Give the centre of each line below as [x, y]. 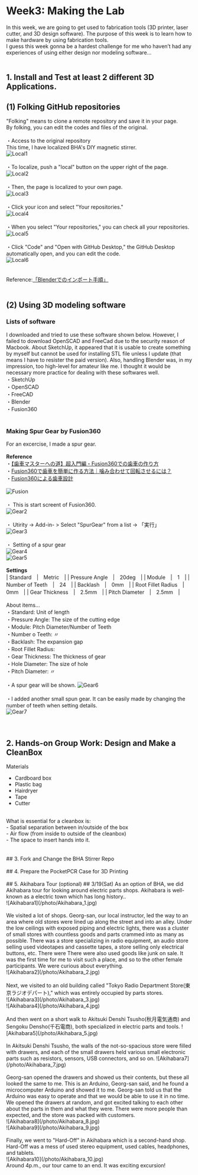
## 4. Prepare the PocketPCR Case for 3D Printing [67, 871]
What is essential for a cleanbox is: [48, 821]
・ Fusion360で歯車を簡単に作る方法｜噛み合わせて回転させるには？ [89, 471]
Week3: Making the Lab [66, 11]
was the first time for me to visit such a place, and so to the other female [94, 959]
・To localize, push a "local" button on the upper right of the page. [87, 167]
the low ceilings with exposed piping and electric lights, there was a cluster [98, 928]
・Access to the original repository [48, 141]
